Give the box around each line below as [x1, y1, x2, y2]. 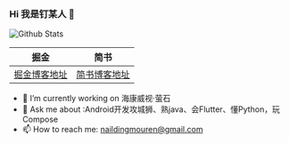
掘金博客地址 [13, 68, 69, 81]
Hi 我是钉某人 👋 [9, 7, 75, 20]
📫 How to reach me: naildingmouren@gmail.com [21, 124, 203, 135]
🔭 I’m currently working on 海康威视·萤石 [21, 93, 171, 104]
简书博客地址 [76, 68, 131, 81]
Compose [21, 114, 59, 125]
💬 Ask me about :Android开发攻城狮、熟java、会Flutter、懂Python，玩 [21, 104, 281, 115]
